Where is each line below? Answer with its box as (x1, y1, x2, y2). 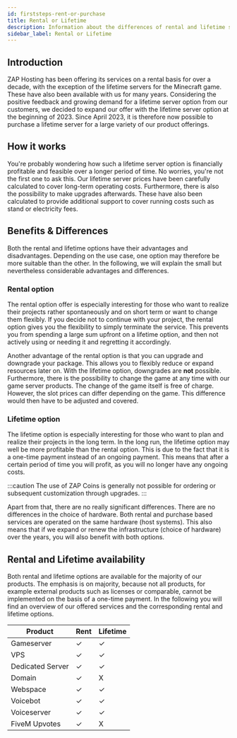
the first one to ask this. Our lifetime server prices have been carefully (7, 174, 210, 183)
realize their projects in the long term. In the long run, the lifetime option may (7, 438, 230, 446)
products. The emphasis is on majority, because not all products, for (7, 580, 206, 588)
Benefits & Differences (7, 225, 109, 237)
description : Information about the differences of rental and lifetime (7, 23, 226, 30)
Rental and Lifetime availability (7, 553, 146, 565)
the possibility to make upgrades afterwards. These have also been (7, 189, 203, 198)
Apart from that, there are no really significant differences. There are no (7, 503, 216, 512)
